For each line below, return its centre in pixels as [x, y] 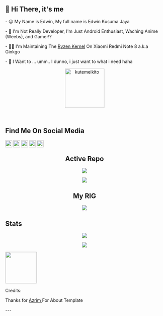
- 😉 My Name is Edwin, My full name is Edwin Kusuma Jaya [67, 21]
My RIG [85, 196]
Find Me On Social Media [45, 131]
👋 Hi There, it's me [34, 9]
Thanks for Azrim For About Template [44, 300]
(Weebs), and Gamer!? [28, 36]
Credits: [13, 291]
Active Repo [85, 159]
